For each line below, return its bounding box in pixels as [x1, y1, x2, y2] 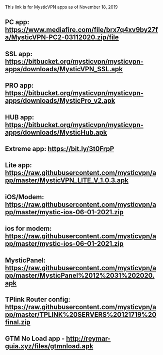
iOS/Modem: [5, 193, 45, 201]
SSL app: [5, 49, 33, 58]
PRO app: [5, 81, 34, 90]
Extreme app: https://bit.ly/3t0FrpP [5, 145, 114, 153]
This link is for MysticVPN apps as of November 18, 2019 [5, 4, 118, 10]
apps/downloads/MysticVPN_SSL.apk [5, 65, 123, 73]
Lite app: [5, 161, 33, 169]
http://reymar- [66, 335, 111, 343]
